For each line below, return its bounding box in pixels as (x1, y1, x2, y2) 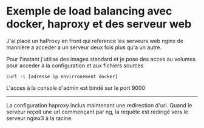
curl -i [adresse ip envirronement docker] (6, 73, 118, 79)
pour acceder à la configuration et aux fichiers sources (6, 62, 144, 69)
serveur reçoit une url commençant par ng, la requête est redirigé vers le (6, 108, 188, 115)
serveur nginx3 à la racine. (6, 114, 73, 122)
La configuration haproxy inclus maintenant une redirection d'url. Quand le (6, 101, 192, 109)
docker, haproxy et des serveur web (6, 17, 192, 31)
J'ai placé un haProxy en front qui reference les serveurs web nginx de (6, 37, 184, 44)
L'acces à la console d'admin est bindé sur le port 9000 (6, 84, 146, 92)
